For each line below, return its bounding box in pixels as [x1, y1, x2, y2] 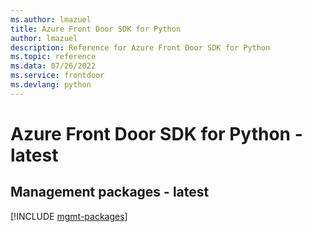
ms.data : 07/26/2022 [10, 61, 97, 71]
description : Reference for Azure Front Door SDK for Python [10, 42, 271, 53]
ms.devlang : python [10, 80, 92, 90]
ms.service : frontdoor [10, 71, 105, 81]
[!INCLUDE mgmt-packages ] [10, 210, 128, 222]
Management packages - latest [10, 184, 210, 201]
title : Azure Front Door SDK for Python [10, 24, 182, 34]
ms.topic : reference [10, 52, 97, 62]
